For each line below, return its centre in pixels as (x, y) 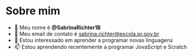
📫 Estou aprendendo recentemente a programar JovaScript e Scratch (101, 46)
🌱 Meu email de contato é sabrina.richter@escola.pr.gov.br (87, 33)
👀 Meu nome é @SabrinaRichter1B (57, 27)
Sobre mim (33, 11)
